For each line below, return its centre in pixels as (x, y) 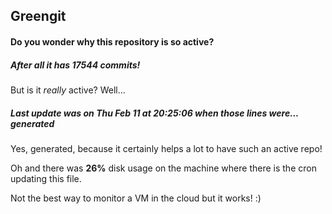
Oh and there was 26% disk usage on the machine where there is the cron (163, 168)
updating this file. (46, 178)
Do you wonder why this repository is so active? (112, 41)
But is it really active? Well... (68, 90)
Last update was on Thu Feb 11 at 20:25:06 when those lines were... (154, 113)
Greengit (38, 16)
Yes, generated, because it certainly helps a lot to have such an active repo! (166, 148)
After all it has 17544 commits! (75, 65)
